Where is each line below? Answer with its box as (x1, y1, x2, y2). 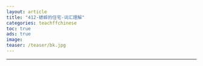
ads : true (6, 31, 31, 37)
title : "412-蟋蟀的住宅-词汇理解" (6, 14, 85, 20)
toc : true (6, 25, 31, 32)
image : (6, 37, 23, 43)
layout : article (6, 8, 47, 15)
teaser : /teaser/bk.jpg (6, 43, 66, 49)
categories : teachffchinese (6, 20, 77, 26)
